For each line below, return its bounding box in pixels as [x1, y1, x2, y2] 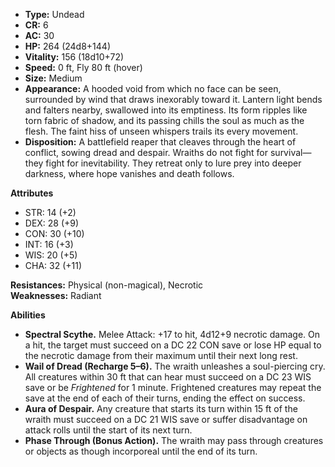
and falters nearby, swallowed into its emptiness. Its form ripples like [24, 104, 308, 116]
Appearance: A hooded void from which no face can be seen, [24, 83, 282, 94]
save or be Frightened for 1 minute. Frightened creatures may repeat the [24, 382, 322, 393]
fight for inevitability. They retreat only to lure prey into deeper [45, 157, 302, 169]
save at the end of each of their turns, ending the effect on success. [24, 392, 306, 404]
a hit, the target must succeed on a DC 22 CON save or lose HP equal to [24, 339, 322, 351]
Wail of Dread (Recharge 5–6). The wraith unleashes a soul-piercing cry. [24, 360, 326, 372]
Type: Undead [24, 9, 85, 20]
